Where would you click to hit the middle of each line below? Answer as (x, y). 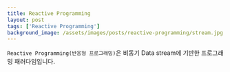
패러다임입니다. (35, 62)
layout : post (26, 20)
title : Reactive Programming (49, 13)
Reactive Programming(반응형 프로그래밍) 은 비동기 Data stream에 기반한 (103, 53)
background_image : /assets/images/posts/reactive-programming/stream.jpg (115, 33)
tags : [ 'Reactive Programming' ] (53, 26)
